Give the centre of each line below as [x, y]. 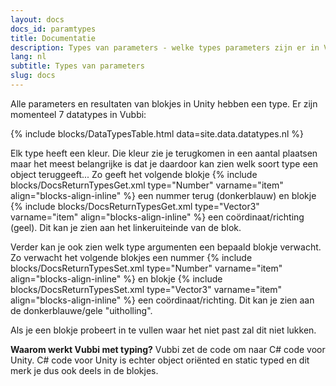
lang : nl [28, 57]
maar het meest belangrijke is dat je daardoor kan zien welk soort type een [164, 163]
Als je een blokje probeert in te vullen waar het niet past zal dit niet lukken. [163, 330]
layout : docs [37, 19]
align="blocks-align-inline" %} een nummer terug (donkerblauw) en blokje [163, 195]
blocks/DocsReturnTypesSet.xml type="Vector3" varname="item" [146, 289]
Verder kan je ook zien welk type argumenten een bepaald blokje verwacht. [166, 247]
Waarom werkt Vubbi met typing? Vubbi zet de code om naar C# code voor [168, 349]
